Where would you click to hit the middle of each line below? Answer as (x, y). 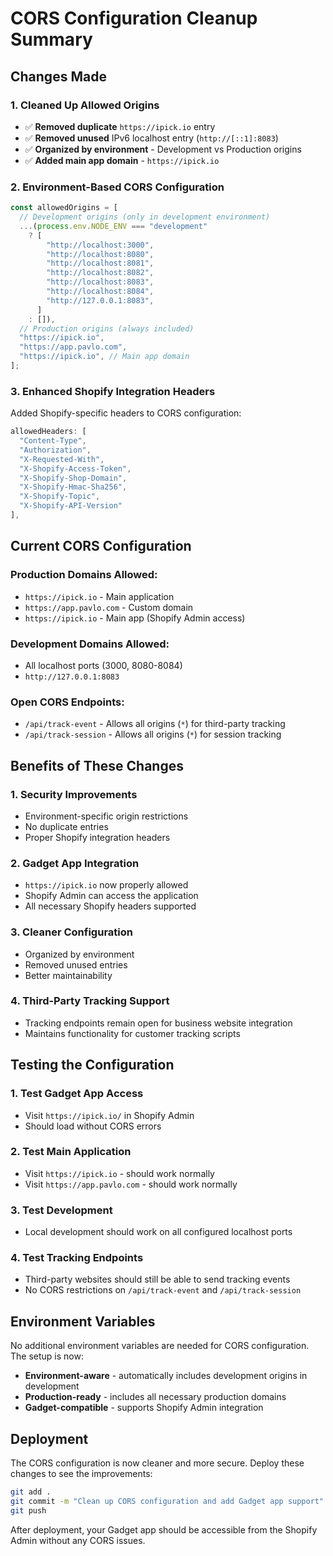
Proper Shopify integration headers (97, 837)
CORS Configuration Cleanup (134, 18)
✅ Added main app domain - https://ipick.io (122, 160)
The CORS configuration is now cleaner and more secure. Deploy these (157, 1463)
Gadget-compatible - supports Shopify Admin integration (144, 1408)
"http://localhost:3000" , (100, 245)
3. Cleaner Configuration (71, 932)
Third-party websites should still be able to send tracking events (157, 1279)
